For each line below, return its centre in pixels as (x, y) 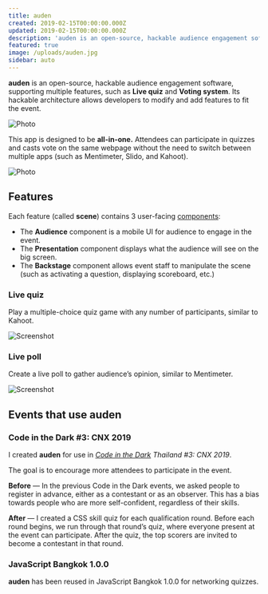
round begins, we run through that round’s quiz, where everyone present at (132, 526)
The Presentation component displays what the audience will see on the (139, 248)
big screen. (38, 257)
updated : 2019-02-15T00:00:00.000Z (67, 30)
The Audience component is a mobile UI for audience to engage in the (136, 232)
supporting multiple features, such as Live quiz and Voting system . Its (124, 91)
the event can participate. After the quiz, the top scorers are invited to (123, 535)
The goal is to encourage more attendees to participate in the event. (120, 470)
